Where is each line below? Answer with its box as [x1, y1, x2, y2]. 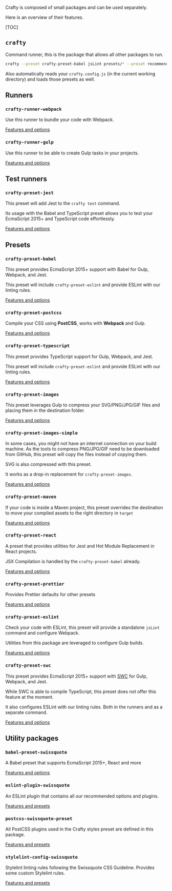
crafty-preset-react [5, 532, 57, 538]
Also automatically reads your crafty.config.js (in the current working [5, 70, 156, 76]
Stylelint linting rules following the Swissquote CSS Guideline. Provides [5, 864, 155, 871]
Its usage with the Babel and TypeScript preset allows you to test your [5, 210, 153, 216]
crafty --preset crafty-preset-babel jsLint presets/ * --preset [5, 61, 145, 66]
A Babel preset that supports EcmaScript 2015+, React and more [5, 760, 142, 766]
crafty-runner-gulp [5, 140, 54, 145]
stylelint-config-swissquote [5, 854, 78, 860]
